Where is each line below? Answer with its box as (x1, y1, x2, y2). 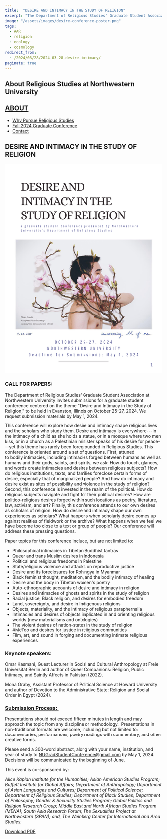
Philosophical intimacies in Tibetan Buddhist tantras (12, 547, 118, 553)
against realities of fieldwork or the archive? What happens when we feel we (5, 518, 162, 524)
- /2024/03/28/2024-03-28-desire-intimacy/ (9, 55, 101, 60)
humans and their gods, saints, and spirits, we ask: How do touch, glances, (5, 459, 159, 465)
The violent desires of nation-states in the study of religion (12, 622, 133, 628)
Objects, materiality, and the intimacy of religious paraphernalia (12, 606, 143, 612)
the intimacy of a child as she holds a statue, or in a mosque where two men (5, 433, 161, 439)
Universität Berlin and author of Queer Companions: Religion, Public (5, 666, 144, 672)
